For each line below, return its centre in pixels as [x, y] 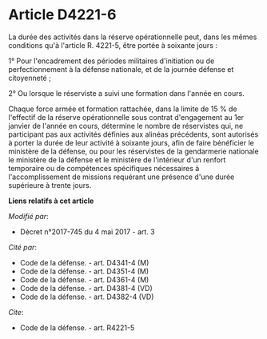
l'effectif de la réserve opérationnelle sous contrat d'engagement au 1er [126, 117]
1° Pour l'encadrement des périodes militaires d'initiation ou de [112, 61]
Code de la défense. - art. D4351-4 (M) [84, 271]
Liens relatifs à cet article [51, 201]
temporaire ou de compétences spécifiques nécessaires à [104, 168]
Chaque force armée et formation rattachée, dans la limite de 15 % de [123, 109]
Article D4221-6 [62, 15]
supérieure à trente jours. [50, 185]
